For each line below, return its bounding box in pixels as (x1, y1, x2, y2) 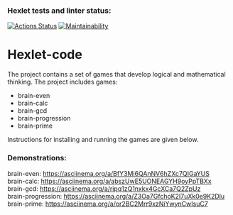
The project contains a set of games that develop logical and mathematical (7, 70, 226, 79)
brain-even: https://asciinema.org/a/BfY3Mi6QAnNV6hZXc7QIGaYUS (7, 169, 210, 177)
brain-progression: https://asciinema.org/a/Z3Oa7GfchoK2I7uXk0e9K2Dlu (7, 192, 225, 200)
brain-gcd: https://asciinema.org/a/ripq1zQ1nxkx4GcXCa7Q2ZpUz (7, 184, 201, 193)
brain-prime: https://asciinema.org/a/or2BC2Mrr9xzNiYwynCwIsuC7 (7, 199, 208, 208)
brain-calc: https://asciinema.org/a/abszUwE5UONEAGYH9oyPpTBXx (7, 177, 212, 185)
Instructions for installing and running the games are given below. (7, 136, 199, 144)
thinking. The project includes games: (7, 77, 118, 87)
